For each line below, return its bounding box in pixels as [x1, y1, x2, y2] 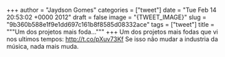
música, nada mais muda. [6, 43, 79, 50]
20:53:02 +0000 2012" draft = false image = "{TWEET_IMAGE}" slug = [6, 13, 207, 21]
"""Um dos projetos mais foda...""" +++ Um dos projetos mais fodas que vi [6, 27, 218, 36]
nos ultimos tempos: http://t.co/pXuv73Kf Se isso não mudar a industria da [6, 35, 218, 43]
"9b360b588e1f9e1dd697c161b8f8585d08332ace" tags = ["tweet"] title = [6, 21, 215, 28]
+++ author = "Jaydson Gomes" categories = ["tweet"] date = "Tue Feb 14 [6, 6, 217, 14]
